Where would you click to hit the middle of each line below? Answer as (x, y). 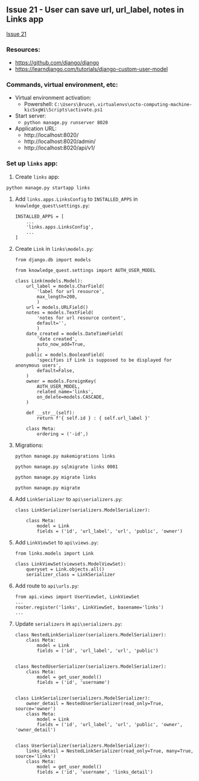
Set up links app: (32, 163)
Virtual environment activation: (53, 98)
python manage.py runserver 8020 (66, 123)
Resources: (23, 49)
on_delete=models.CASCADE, (71, 397)
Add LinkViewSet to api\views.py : (56, 542)
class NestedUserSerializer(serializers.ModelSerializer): (91, 666)
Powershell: (38, 104)
